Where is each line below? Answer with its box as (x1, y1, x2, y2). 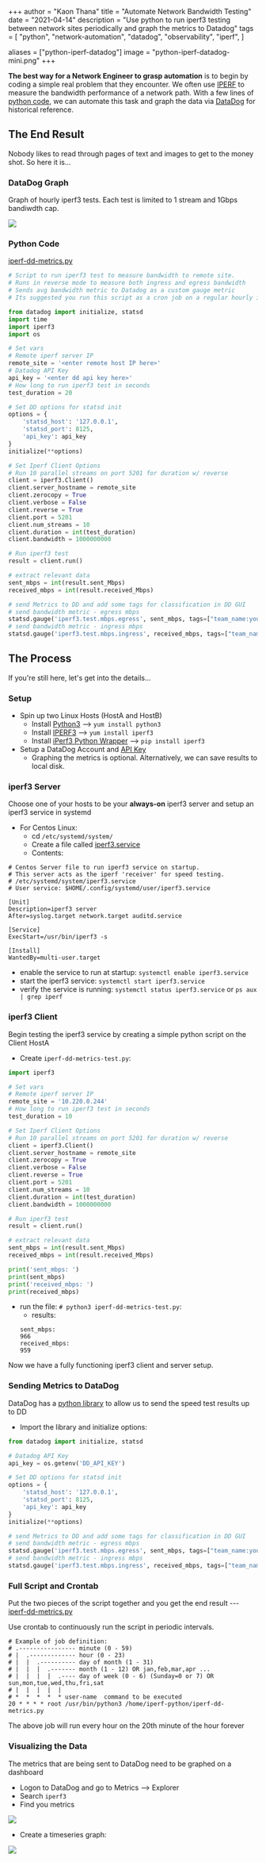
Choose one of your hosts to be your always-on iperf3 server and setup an (8, 799, 255, 808)
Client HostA (8, 1038, 50, 1047)
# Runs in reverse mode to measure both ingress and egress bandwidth (8, 279, 246, 287)
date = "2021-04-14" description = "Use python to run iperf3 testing (8, 15, 231, 25)
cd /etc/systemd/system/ (31, 831, 113, 841)
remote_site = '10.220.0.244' (8, 1098, 108, 1106)
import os (8, 330, 41, 338)
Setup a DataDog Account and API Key (19, 745, 146, 754)
